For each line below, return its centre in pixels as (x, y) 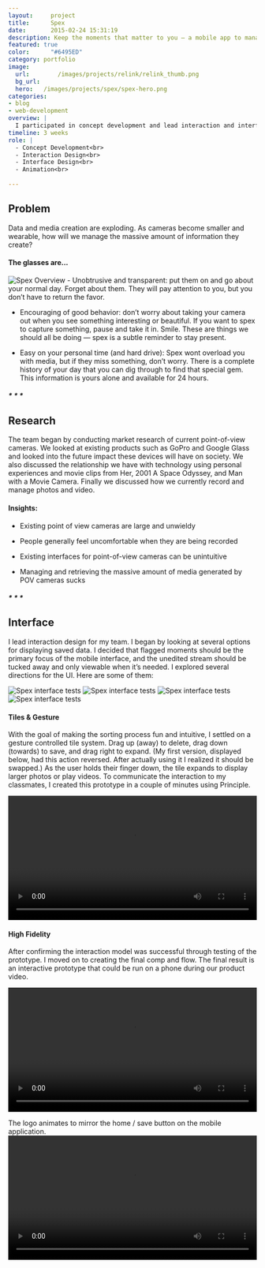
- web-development (38, 111)
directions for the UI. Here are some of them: (81, 675)
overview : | (28, 118)
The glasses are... (38, 263)
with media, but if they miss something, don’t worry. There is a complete (137, 361)
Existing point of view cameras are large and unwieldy (107, 526)
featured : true (33, 45)
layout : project (42, 15)
